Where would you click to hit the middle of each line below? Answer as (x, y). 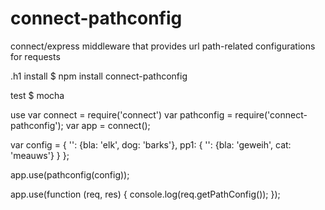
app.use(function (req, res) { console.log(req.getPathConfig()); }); (145, 194)
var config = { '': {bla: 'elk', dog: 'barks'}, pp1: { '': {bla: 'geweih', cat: (151, 144)
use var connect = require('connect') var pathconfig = (121, 114)
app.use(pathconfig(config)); (70, 174)
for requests (35, 56)
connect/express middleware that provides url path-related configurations (163, 46)
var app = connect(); (108, 125)
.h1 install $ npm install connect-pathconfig (99, 76)
